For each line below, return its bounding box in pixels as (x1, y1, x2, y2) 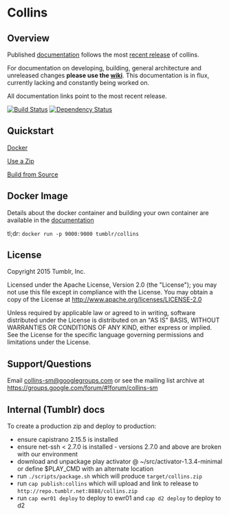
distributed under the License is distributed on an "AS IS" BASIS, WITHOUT (7, 316, 220, 325)
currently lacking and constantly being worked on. (7, 79, 150, 87)
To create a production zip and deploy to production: (7, 422, 157, 430)
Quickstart (7, 125, 54, 137)
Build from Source (7, 170, 58, 179)
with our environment (17, 450, 78, 458)
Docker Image (7, 190, 69, 202)
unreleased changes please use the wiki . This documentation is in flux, (7, 71, 210, 79)
